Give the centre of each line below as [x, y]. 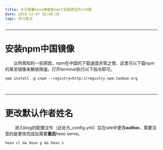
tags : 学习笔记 [19, 19]
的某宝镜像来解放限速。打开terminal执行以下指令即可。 [60, 69]
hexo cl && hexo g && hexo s [34, 143]
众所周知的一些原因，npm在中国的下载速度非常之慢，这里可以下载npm [84, 63]
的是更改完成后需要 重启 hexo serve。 [46, 134]
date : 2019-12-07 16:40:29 [32, 14]
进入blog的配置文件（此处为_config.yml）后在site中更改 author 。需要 [83, 128]
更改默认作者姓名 [39, 113]
